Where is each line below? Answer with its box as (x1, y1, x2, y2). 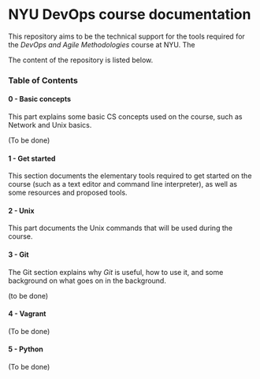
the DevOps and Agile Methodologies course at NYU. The (8, 39, 195, 49)
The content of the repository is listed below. (8, 55, 154, 65)
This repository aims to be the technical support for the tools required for (8, 32, 246, 41)
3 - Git (8, 250, 29, 259)
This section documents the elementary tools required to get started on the (8, 171, 252, 180)
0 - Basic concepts (8, 95, 72, 104)
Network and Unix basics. (8, 121, 92, 130)
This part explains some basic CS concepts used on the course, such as (8, 112, 243, 121)
